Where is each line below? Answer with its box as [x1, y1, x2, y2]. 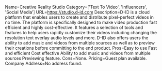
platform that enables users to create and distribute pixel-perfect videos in [5, 14, 154, 20]
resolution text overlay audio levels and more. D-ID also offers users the [5, 35, 149, 41]
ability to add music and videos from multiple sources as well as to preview [5, 40, 155, 45]
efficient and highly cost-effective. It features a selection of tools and [5, 25, 143, 30]
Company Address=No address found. [5, 60, 82, 66]
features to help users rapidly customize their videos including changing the [5, 30, 157, 35]
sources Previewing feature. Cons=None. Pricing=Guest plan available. [5, 56, 147, 61]
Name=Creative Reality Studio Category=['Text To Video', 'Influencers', [5, 4, 147, 10]
